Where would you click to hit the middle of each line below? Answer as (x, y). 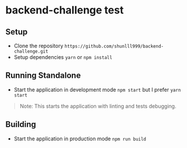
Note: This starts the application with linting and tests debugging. (98, 106)
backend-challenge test (65, 10)
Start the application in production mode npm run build (80, 139)
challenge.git (31, 51)
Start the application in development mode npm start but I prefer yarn (97, 90)
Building (21, 124)
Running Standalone (43, 76)
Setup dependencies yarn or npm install (63, 57)
